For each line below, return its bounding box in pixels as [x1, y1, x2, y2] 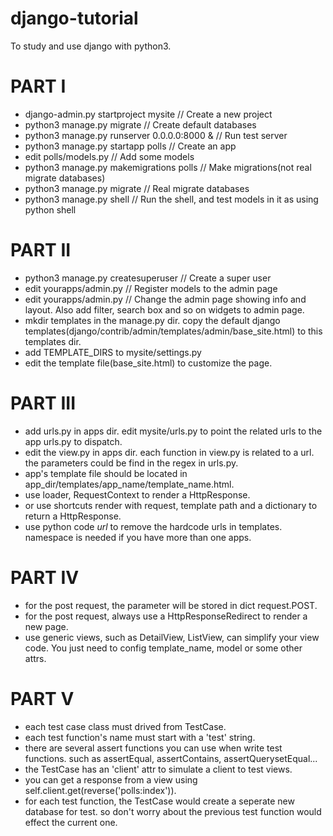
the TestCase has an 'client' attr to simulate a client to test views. [24, 763, 293, 775]
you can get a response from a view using [24, 773, 198, 786]
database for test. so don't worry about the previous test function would [24, 805, 322, 817]
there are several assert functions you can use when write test [24, 742, 283, 754]
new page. [24, 620, 69, 632]
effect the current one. [24, 816, 118, 828]
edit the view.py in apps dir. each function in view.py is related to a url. [24, 446, 315, 458]
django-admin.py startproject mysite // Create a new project [24, 108, 273, 120]
